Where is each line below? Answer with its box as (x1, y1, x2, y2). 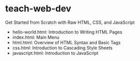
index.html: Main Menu (12, 34, 60, 40)
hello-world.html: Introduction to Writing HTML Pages (12, 29, 123, 35)
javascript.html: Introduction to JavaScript (12, 50, 99, 56)
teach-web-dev (5, 3, 71, 14)
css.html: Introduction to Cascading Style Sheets (12, 45, 113, 51)
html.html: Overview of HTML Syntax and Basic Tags (12, 39, 121, 45)
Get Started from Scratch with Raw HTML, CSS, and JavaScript (5, 19, 135, 25)
